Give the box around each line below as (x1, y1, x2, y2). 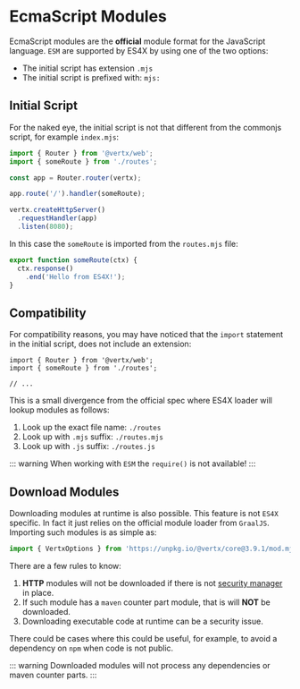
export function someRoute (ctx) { (9, 255, 138, 265)
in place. (21, 587, 54, 598)
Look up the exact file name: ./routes (21, 422, 162, 433)
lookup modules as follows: (9, 404, 110, 415)
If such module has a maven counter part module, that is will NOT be (21, 597, 271, 608)
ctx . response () (17, 264, 74, 273)
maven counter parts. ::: (9, 669, 97, 680)
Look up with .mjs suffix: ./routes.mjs (21, 431, 163, 442)
